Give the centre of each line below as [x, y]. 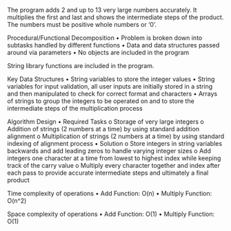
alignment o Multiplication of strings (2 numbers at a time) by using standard [116, 136]
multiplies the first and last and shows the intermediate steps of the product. [115, 17]
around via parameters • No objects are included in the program [98, 52]
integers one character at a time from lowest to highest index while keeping [114, 158]
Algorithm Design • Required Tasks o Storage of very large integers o [106, 122]
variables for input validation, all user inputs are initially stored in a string [110, 86]
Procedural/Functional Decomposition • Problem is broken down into [105, 38]
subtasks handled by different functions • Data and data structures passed [113, 45]
